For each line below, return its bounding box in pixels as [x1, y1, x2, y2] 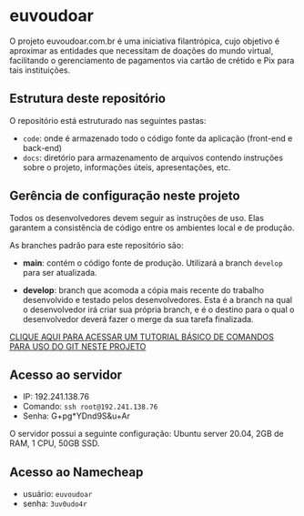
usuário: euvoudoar [22, 489, 93, 500]
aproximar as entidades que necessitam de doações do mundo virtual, [9, 45, 274, 56]
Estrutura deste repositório [9, 91, 167, 106]
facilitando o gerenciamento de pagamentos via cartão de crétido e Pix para [9, 55, 295, 66]
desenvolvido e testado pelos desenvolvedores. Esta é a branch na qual [22, 294, 293, 305]
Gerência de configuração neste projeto [9, 188, 240, 204]
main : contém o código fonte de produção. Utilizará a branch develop [22, 257, 284, 268]
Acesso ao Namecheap [9, 464, 144, 480]
